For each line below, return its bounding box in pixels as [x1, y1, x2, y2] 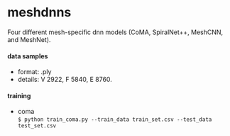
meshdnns [7, 4, 72, 21]
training [7, 91, 31, 100]
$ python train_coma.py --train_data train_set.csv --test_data [17, 116, 212, 123]
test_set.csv [17, 122, 57, 130]
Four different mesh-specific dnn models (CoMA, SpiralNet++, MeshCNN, [7, 28, 224, 36]
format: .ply [17, 68, 52, 76]
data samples [7, 51, 48, 61]
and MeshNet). [7, 35, 51, 43]
